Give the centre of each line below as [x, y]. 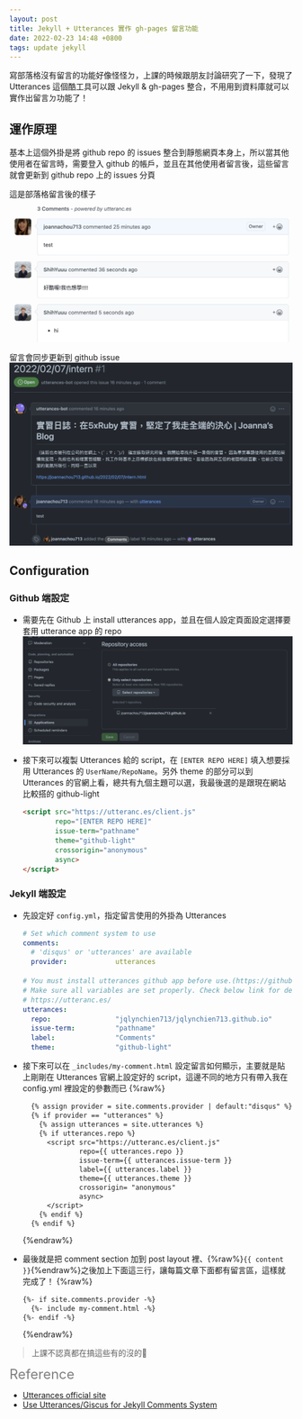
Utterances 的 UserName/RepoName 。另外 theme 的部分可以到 [143, 771]
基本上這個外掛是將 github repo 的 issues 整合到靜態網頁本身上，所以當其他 [149, 152]
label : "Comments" [93, 1038]
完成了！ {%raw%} [57, 1282]
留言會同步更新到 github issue [65, 357]
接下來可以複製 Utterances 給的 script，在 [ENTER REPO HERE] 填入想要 [152, 760]
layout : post [34, 19]
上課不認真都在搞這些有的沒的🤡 [89, 1353]
